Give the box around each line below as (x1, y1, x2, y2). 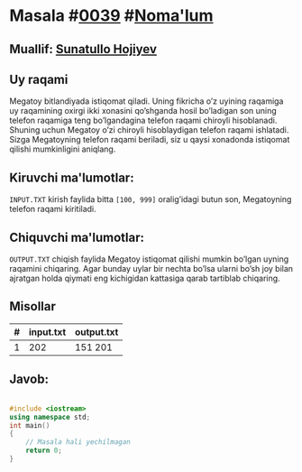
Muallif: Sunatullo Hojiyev (9, 42, 158, 57)
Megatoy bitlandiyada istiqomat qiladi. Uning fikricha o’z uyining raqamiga (9, 96, 284, 106)
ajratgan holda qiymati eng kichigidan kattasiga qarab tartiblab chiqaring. (9, 273, 281, 284)
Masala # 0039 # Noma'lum (9, 5, 214, 26)
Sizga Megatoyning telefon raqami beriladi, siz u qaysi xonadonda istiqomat (9, 134, 290, 145)
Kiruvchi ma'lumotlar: (9, 170, 134, 185)
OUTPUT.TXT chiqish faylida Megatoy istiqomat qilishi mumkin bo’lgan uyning (9, 254, 289, 264)
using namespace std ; (9, 412, 91, 421)
